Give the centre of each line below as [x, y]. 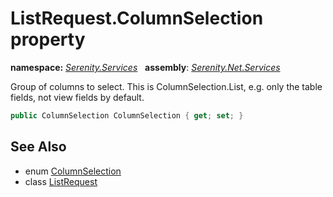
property [48, 39]
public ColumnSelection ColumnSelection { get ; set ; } [127, 115]
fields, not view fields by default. [77, 97]
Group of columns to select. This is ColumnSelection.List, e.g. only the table [166, 86]
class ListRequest [61, 181]
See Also [38, 147]
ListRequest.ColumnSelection [137, 18]
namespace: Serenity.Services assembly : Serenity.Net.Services [145, 67]
